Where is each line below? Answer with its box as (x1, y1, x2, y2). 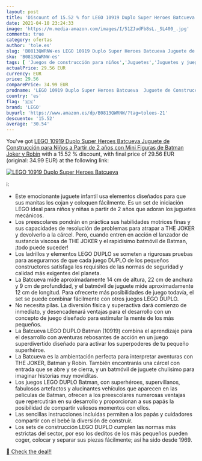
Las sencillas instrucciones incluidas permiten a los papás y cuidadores (14, 411, 192, 418)
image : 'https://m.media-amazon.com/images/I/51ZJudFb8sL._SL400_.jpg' (6, 25, 189, 32)
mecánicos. (14, 212, 44, 219)
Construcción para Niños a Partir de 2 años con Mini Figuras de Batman (6, 144, 185, 151)
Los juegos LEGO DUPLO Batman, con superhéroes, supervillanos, (14, 378, 180, 386)
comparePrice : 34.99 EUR (6, 82, 69, 88)
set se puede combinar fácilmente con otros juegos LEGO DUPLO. (14, 295, 179, 302)
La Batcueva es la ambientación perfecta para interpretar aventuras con (14, 353, 194, 360)
